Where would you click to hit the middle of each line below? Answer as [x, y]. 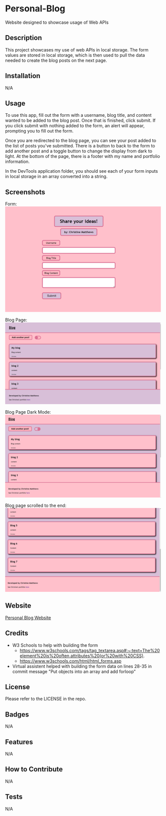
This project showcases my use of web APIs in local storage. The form [77, 49]
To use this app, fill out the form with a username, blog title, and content [78, 115]
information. [18, 162]
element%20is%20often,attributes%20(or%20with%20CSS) [82, 656]
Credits [17, 633]
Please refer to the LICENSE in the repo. [46, 699]
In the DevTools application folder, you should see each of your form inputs [82, 171]
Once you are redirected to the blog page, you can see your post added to [81, 141]
